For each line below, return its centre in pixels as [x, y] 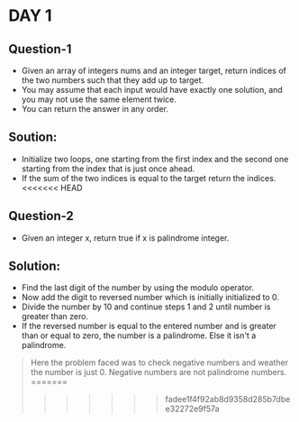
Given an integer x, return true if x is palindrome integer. [125, 238]
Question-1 [40, 49]
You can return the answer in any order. [95, 109]
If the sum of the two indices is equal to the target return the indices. [149, 178]
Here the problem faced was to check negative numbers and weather [159, 362]
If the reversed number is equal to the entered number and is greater [149, 326]
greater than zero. [55, 316]
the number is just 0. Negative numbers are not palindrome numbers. [159, 372]
